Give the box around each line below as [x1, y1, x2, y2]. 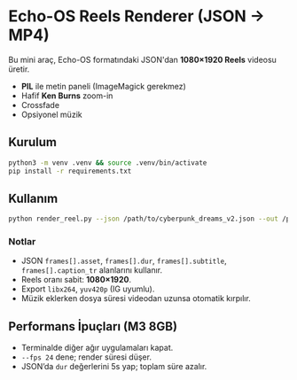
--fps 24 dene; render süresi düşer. [20, 352, 152, 362]
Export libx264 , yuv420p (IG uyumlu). [20, 283, 155, 294]
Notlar [8, 236, 36, 248]
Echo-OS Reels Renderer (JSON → [8, 6, 265, 27]
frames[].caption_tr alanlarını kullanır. [20, 265, 163, 275]
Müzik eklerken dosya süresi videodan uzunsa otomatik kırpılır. [20, 293, 252, 304]
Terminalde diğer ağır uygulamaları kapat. [20, 343, 174, 353]
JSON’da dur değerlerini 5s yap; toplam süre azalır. [20, 361, 207, 372]
